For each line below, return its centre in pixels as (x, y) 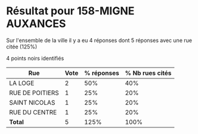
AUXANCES (36, 24)
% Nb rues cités (148, 73)
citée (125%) (22, 47)
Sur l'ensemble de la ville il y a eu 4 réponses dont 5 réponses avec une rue (99, 40)
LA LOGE (22, 83)
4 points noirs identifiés (35, 58)
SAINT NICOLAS (32, 102)
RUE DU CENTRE (33, 112)
